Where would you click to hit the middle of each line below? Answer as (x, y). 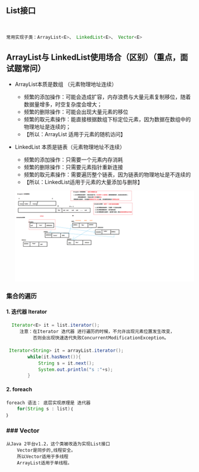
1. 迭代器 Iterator (27, 311)
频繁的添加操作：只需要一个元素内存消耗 (73, 160)
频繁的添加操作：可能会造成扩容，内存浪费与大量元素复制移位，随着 (107, 97)
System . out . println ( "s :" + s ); (75, 369)
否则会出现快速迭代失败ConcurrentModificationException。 (101, 338)
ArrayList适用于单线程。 (45, 463)
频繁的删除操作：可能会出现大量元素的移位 (76, 112)
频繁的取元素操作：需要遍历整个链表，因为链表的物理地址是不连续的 (107, 174)
